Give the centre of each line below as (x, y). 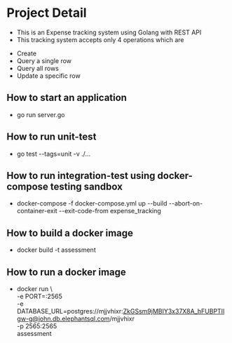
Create (26, 53)
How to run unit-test (52, 137)
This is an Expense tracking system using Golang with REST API (109, 32)
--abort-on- (186, 203)
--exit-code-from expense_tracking (110, 211)
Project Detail (47, 13)
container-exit (37, 211)
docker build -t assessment (56, 250)
